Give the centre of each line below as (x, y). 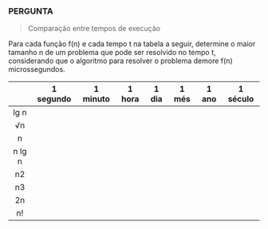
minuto (96, 99)
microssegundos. (37, 69)
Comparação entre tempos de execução (94, 29)
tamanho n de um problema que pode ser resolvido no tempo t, (112, 53)
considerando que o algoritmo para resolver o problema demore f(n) (120, 61)
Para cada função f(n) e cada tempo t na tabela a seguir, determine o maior (132, 44)
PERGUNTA (31, 11)
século (241, 99)
